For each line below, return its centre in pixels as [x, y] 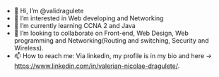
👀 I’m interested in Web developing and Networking [89, 18]
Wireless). [29, 48]
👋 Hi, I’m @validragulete [49, 11]
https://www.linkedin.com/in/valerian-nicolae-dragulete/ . [97, 66]
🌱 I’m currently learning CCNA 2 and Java [75, 26]
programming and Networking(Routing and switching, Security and [112, 41]
